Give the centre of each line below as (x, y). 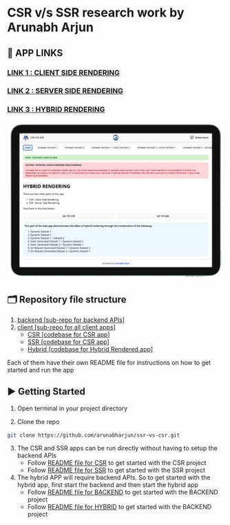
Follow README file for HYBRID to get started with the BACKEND (119, 507)
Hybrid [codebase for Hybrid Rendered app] (90, 349)
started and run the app (41, 370)
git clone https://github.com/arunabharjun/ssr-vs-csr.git (94, 435)
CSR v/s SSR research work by (96, 13)
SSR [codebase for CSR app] (69, 342)
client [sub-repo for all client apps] (66, 327)
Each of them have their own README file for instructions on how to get (109, 362)
